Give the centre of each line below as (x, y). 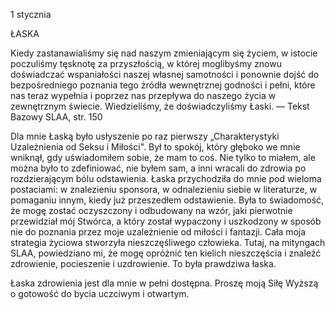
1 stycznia (31, 14)
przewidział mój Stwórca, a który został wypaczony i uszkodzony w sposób (166, 221)
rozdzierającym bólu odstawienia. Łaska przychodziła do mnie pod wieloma (166, 178)
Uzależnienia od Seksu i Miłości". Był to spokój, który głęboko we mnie (155, 147)
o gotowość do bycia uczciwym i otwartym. (100, 293)
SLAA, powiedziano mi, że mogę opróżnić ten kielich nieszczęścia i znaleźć (166, 253)
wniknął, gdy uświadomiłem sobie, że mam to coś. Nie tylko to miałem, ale (163, 157)
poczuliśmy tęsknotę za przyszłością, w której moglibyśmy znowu (146, 63)
